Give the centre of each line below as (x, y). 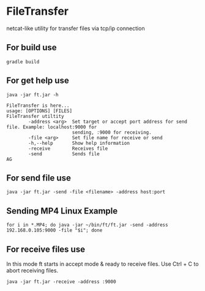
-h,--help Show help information (79, 143)
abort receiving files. (32, 270)
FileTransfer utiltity (35, 116)
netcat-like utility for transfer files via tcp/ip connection (76, 28)
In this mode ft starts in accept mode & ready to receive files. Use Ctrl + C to (102, 264)
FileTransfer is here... (38, 106)
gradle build (23, 62)
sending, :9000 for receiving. (112, 132)
